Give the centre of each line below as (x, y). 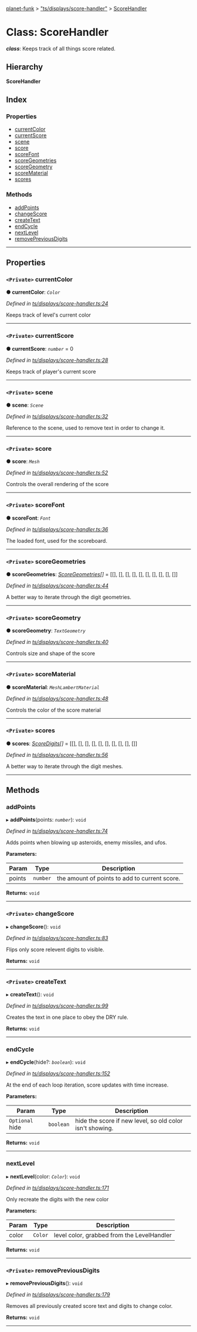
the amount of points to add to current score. (118, 878)
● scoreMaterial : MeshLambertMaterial (53, 687)
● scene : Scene (25, 405)
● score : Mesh (23, 461)
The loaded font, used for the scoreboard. (57, 540)
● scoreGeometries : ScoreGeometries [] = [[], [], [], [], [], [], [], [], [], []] (92, 574)
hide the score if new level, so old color (129, 1121)
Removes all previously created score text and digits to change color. (89, 1306)
